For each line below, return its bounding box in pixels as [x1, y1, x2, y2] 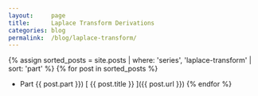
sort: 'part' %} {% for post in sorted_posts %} [8, 64, 158, 74]
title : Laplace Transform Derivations [8, 19, 155, 27]
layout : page [8, 11, 66, 20]
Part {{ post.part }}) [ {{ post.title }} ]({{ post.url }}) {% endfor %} [19, 79, 233, 89]
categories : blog [8, 26, 66, 34]
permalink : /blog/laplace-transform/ [8, 33, 137, 42]
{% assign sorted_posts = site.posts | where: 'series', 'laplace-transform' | [8, 56, 252, 65]
